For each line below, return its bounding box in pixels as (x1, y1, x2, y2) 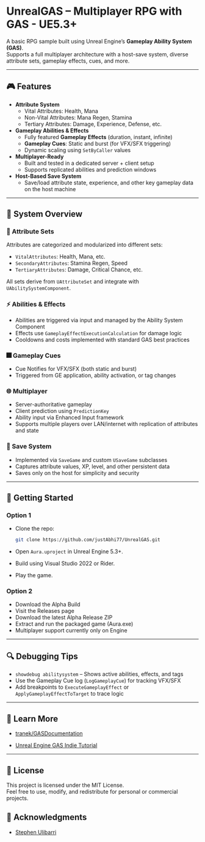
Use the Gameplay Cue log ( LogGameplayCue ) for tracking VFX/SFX (15, 677, 181, 685)
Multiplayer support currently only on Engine (15, 627, 128, 634)
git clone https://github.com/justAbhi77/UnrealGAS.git (15, 537, 160, 543)
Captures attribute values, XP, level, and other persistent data (15, 463, 170, 470)
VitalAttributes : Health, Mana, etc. (15, 253, 106, 260)
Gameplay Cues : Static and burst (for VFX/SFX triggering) (24, 140, 171, 147)
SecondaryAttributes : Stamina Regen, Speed (15, 259, 128, 267)
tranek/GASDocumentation (15, 730, 84, 737)
